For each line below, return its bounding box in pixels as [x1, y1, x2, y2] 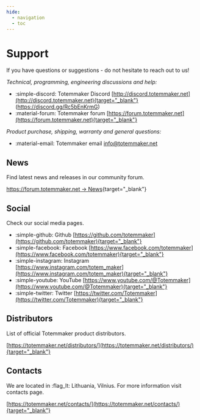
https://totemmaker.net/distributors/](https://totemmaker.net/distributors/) [8, 341, 194, 349]
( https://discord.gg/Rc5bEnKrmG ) [15, 103, 101, 110]
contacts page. [6, 388, 45, 396]
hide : [6, 9, 20, 15]
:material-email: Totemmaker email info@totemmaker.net [15, 140, 158, 147]
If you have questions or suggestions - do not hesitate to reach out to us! [6, 66, 190, 74]
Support [6, 46, 49, 60]
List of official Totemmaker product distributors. [6, 330, 126, 337]
